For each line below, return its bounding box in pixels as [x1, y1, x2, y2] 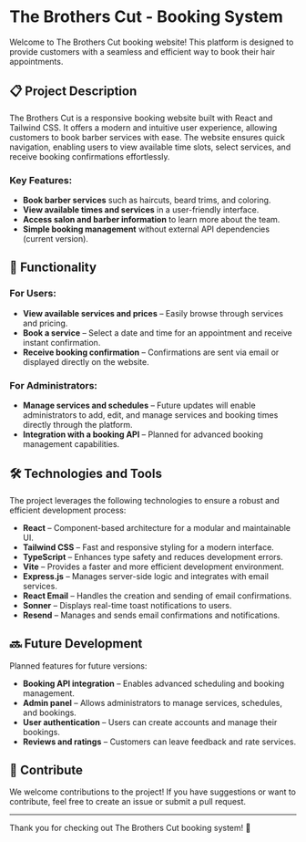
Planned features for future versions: [9, 660, 148, 671]
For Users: [9, 287, 56, 300]
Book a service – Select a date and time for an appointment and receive [22, 327, 293, 338]
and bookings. [22, 707, 77, 718]
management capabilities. [22, 439, 120, 450]
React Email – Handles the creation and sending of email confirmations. [22, 590, 292, 601]
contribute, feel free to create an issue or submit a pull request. [9, 796, 247, 807]
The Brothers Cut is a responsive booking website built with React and [9, 112, 273, 123]
